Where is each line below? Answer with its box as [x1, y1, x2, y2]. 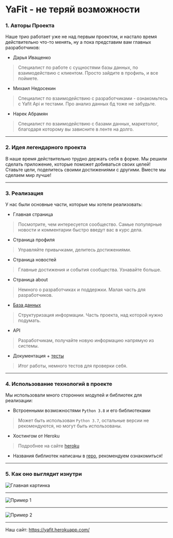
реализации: [5, 398, 33, 404]
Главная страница [12, 211, 53, 218]
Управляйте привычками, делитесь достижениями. [18, 247, 131, 253]
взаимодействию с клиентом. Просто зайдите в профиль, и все [18, 70, 159, 76]
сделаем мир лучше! [5, 172, 51, 178]
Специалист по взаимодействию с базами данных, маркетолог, [18, 121, 159, 127]
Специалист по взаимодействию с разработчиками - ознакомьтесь [18, 95, 168, 101]
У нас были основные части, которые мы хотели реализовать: [5, 202, 143, 208]
